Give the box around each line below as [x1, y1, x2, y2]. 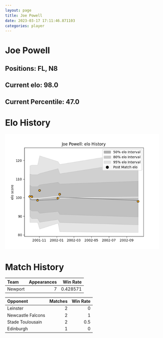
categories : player [5, 23, 45, 28]
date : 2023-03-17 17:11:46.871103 [5, 18, 76, 23]
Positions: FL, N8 [5, 64, 58, 73]
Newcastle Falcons [7, 312, 45, 318]
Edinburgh [7, 326, 28, 332]
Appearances [28, 279, 57, 285]
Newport [7, 286, 25, 292]
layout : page [5, 8, 32, 13]
